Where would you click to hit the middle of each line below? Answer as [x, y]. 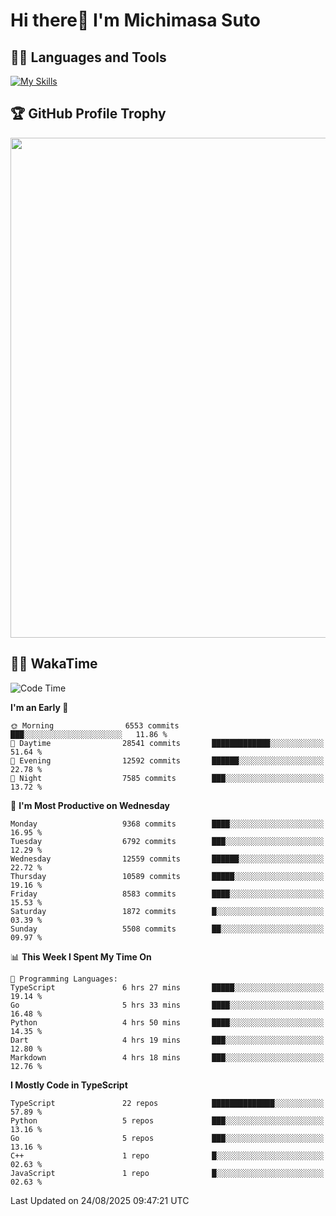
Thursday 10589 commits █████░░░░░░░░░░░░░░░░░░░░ [167, 876]
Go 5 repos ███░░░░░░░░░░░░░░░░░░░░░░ [167, 1138]
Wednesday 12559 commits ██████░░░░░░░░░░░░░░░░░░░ [167, 859]
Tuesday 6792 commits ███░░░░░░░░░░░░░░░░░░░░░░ [167, 841]
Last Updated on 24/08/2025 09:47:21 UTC [100, 1200]
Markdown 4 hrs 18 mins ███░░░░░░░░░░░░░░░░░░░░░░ [167, 1057]
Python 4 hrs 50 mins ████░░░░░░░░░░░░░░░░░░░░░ [167, 1022]
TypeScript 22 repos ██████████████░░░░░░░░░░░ [167, 1103]
